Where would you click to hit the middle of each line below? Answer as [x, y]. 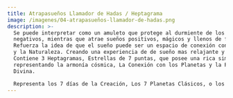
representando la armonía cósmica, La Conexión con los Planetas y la [118, 65]
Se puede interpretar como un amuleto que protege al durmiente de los [119, 33]
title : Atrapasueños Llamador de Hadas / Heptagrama [85, 13]
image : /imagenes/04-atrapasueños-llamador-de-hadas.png [91, 20]
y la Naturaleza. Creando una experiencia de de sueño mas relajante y [119, 52]
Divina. [25, 71]
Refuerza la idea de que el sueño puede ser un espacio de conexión [114, 46]
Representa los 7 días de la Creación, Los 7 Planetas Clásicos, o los [119, 84]
